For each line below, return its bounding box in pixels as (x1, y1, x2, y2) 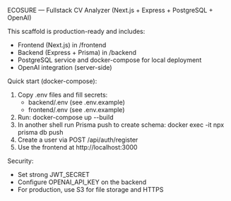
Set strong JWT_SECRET (17, 171, 90, 178)
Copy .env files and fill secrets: (17, 91, 108, 99)
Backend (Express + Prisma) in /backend (17, 49, 136, 56)
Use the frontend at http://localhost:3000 (17, 143, 138, 151)
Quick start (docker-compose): (7, 77, 97, 85)
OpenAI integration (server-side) (17, 63, 112, 71)
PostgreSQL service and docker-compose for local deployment (17, 56, 202, 64)
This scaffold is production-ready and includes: (7, 28, 146, 35)
